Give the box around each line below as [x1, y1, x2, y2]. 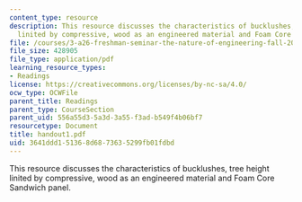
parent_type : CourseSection [9, 105, 115, 114]
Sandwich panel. [9, 181, 72, 193]
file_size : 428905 [9, 47, 78, 56]
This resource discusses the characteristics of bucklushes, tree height [9, 162, 270, 173]
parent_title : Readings [9, 96, 99, 106]
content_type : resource [9, 13, 99, 22]
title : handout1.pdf [9, 130, 87, 139]
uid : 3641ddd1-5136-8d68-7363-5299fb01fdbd [9, 138, 175, 147]
